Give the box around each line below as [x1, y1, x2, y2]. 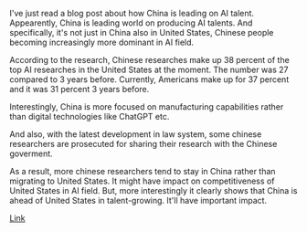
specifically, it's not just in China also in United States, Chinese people [9, 27, 274, 37]
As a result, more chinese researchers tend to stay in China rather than [9, 166, 276, 176]
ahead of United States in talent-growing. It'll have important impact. [9, 195, 268, 206]
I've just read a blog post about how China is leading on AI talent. [9, 8, 254, 18]
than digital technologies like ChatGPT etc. [9, 111, 170, 121]
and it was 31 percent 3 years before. [9, 84, 150, 94]
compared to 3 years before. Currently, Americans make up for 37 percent [9, 74, 290, 85]
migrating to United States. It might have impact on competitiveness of [9, 175, 275, 186]
